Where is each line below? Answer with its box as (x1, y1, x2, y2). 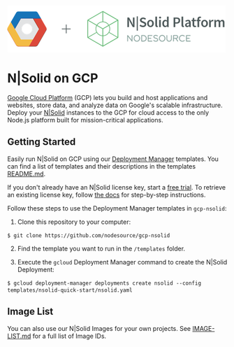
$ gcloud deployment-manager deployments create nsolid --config (7, 279, 201, 287)
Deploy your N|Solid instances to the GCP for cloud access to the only (7, 108, 210, 117)
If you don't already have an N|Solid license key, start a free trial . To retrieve (7, 183, 226, 191)
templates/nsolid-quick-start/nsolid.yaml (7, 286, 133, 294)
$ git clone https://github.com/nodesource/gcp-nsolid (7, 232, 170, 239)
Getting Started (7, 136, 76, 148)
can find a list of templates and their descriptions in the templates (7, 162, 196, 170)
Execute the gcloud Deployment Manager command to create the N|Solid (17, 257, 228, 266)
